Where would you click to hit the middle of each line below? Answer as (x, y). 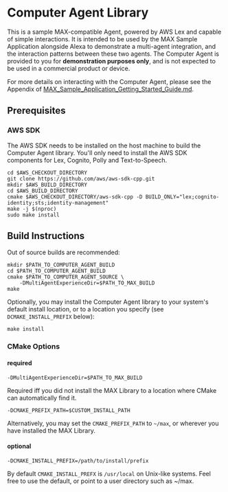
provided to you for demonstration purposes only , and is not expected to (112, 61)
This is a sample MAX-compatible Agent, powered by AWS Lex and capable (114, 32)
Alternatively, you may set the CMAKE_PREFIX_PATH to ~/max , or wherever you (113, 423)
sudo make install (33, 215)
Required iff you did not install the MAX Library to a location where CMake (112, 390)
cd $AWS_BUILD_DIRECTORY (43, 191)
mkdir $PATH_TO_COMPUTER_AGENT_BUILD (61, 265)
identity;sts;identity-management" (58, 203)
